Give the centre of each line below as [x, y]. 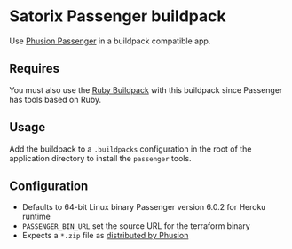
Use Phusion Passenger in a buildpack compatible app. [110, 41]
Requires [35, 69]
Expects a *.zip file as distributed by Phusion [105, 236]
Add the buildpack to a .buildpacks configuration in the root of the [130, 149]
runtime [36, 217]
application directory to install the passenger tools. [101, 158]
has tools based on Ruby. [55, 99]
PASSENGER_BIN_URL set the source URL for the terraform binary [136, 226]
